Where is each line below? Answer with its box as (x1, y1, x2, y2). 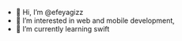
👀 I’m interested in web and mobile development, (15, 16, 176, 25)
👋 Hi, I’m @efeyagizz (15, 8, 84, 17)
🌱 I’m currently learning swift (15, 24, 110, 33)
